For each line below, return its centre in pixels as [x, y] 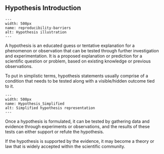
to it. [10, 86]
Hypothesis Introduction [43, 8]
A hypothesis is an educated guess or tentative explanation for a [70, 45]
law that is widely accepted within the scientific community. [65, 146]
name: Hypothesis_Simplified [35, 104]
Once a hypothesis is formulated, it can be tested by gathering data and [77, 121]
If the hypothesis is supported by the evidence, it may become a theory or [80, 141]
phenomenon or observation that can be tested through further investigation [82, 50]
